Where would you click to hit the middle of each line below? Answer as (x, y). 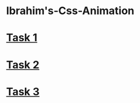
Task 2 (23, 64)
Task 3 (23, 92)
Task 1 (22, 38)
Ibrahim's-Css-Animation (70, 11)
